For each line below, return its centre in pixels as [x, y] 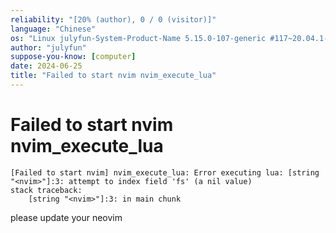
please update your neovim [66, 217]
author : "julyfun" [48, 47]
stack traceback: [46, 190]
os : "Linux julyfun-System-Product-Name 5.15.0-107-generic [138, 38]
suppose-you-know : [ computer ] [73, 57]
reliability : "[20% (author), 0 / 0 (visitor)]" [113, 19]
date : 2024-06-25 [46, 66]
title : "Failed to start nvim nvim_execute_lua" [113, 76]
